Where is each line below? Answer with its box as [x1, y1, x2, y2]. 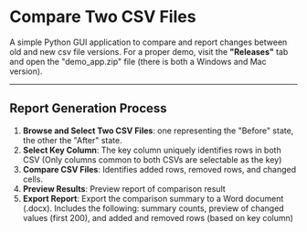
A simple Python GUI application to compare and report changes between [9, 37, 288, 47]
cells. [22, 174, 44, 185]
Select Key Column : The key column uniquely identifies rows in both [22, 144, 281, 155]
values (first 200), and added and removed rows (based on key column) [22, 212, 294, 223]
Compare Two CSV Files [9, 6, 196, 27]
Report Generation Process [9, 100, 167, 116]
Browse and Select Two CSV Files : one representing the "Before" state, [22, 125, 294, 136]
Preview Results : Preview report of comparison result [22, 183, 226, 194]
